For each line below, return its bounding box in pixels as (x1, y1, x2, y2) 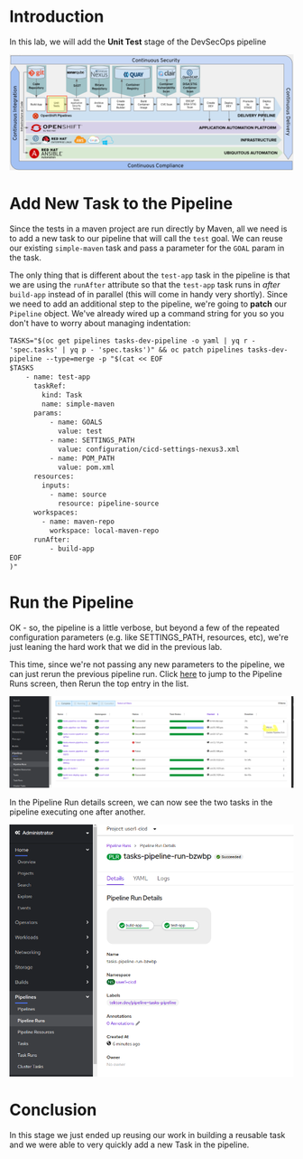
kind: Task (41, 391, 83, 400)
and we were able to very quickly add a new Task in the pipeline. (9, 1139, 250, 1150)
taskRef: (32, 382, 67, 391)
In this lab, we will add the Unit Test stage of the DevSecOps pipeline (9, 36, 267, 47)
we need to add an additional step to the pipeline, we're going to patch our (9, 298, 287, 309)
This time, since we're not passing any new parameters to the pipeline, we (9, 658, 286, 670)
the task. (9, 251, 42, 263)
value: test (57, 427, 103, 436)
